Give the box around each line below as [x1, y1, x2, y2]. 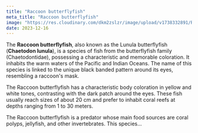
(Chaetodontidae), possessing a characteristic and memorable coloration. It [6, 54, 190, 61]
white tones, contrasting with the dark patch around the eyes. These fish [6, 90, 183, 97]
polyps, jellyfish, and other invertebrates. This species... [6, 120, 143, 127]
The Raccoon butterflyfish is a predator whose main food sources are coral [6, 114, 189, 121]
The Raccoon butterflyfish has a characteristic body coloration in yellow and [6, 84, 192, 91]
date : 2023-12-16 [6, 25, 49, 31]
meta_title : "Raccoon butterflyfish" [6, 14, 99, 20]
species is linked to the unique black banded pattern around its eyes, [6, 66, 174, 74]
